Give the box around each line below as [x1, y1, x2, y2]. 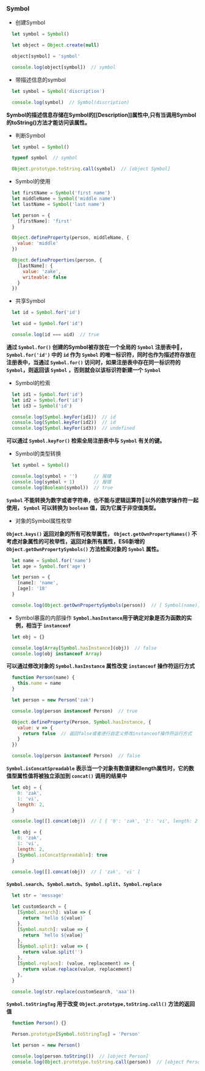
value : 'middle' [17, 240, 59, 247]
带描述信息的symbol [15, 76, 66, 83]
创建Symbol [15, 19, 46, 26]
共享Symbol [15, 298, 46, 305]
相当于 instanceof [26, 621, 71, 629]
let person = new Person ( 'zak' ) [12, 697, 95, 703]
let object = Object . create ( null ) [12, 42, 99, 48]
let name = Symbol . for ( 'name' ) [12, 557, 92, 563]
